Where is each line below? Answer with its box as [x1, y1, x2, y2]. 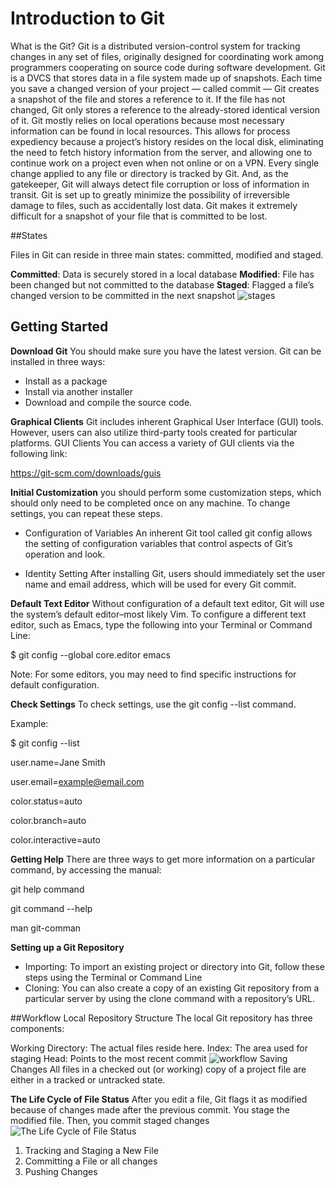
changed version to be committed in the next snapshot [10, 289, 236, 301]
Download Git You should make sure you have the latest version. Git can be [10, 345, 322, 357]
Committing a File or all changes [24, 1155, 158, 1167]
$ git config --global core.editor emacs [10, 648, 171, 661]
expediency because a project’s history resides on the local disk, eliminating [10, 135, 324, 147]
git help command [10, 883, 85, 895]
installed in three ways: [10, 355, 106, 367]
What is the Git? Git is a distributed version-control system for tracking [10, 40, 301, 52]
